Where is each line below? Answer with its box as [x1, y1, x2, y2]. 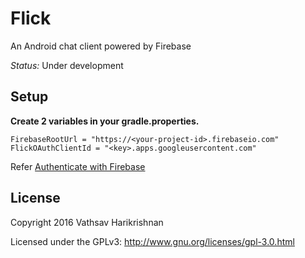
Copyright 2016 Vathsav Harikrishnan [10, 216, 164, 228]
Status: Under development [10, 59, 124, 71]
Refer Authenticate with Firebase [10, 160, 146, 172]
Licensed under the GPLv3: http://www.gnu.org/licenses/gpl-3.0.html [10, 235, 295, 247]
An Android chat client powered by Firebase [10, 40, 192, 52]
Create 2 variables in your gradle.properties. [10, 115, 200, 127]
